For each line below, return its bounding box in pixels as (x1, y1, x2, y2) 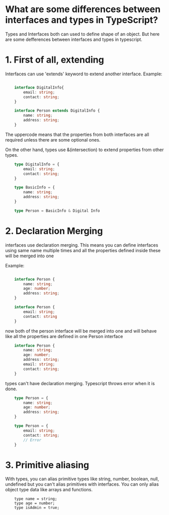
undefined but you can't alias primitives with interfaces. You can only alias (5, 481, 159, 487)
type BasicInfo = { (14, 185, 55, 190)
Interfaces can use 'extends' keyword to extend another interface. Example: (5, 71, 162, 77)
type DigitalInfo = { (14, 162, 59, 167)
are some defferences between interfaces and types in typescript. (5, 36, 142, 42)
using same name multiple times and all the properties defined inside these (5, 247, 161, 253)
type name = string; (14, 496, 57, 501)
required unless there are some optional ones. (5, 136, 101, 143)
